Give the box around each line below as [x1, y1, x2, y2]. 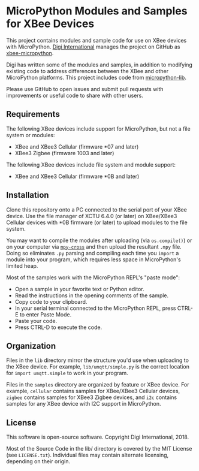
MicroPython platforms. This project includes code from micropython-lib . [6, 74, 187, 81]
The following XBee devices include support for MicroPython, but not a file [6, 125, 191, 132]
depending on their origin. [6, 458, 71, 465]
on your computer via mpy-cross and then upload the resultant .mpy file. [6, 243, 182, 250]
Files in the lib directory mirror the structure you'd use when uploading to [6, 357, 189, 364]
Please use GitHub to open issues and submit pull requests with [6, 85, 164, 92]
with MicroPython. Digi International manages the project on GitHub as [6, 43, 180, 50]
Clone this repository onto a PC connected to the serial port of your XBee [6, 206, 187, 213]
